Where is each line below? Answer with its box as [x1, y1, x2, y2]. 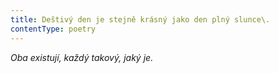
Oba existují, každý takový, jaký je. [10, 51, 154, 63]
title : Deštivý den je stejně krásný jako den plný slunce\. [10, 14, 271, 25]
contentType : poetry [10, 24, 97, 34]
